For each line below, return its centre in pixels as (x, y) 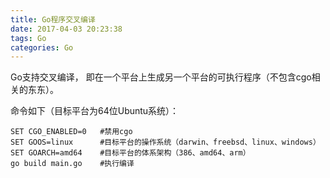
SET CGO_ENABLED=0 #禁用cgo (71, 132)
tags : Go (28, 38)
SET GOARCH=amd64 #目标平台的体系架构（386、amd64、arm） (130, 153)
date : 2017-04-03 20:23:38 (66, 29)
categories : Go (42, 47)
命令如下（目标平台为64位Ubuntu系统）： (95, 111)
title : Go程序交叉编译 (53, 19)
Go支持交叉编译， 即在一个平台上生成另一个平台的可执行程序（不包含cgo (161, 77)
